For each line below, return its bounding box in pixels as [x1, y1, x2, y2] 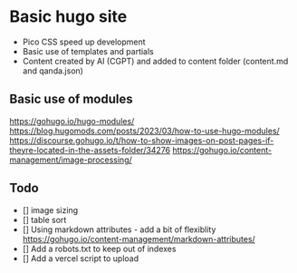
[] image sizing [22, 204, 79, 215]
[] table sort [22, 214, 67, 225]
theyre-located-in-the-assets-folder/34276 [9, 144, 171, 155]
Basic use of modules [9, 92, 133, 107]
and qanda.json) [22, 65, 84, 76]
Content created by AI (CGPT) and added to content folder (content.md [22, 55, 289, 66]
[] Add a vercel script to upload [22, 252, 139, 264]
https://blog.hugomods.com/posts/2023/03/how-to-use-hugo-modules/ [9, 125, 281, 136]
